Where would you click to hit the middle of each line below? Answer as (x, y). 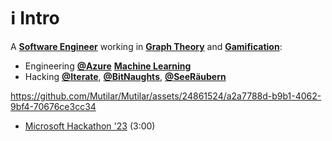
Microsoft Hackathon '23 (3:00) (90, 126)
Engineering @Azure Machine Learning (108, 66)
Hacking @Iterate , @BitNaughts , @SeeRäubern (125, 76)
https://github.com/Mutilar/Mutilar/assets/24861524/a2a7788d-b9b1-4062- (166, 96)
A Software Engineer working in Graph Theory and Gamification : (146, 46)
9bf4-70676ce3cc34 (53, 106)
